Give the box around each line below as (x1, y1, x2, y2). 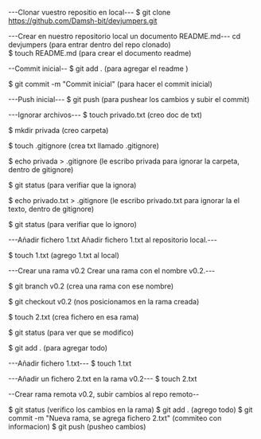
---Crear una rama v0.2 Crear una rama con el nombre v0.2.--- (8, 266, 216, 275)
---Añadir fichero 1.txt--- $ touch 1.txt (8, 359, 132, 368)
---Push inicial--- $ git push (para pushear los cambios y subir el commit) (8, 95, 250, 104)
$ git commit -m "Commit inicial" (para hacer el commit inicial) (8, 80, 212, 88)
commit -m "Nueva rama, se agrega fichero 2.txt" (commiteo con (8, 414, 222, 422)
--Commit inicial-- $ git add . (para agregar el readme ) (8, 64, 189, 73)
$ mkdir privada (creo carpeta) (8, 126, 109, 135)
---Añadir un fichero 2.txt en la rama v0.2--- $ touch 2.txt (8, 374, 197, 383)
